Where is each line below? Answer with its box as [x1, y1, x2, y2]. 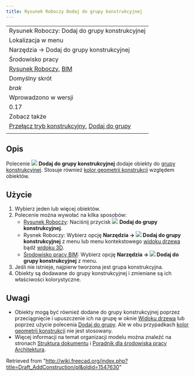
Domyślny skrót [9, 74, 52, 82]
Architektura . [14, 346, 46, 353]
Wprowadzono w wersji [9, 93, 74, 101]
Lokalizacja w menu [9, 36, 63, 44]
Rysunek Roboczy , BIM [9, 65, 73, 73]
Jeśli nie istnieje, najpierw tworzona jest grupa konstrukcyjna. [14, 263, 163, 270]
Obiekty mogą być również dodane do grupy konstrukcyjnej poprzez [14, 309, 180, 316]
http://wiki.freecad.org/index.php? [45, 357, 128, 364]
